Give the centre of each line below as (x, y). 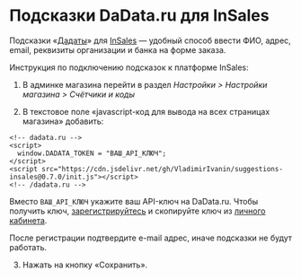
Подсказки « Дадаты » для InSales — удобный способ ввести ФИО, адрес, (150, 40)
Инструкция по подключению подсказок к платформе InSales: (129, 67)
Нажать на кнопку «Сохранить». (85, 265)
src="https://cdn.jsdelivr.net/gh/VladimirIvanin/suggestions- (162, 169)
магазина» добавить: (63, 121)
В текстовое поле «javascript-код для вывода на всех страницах (146, 111)
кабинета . (28, 220)
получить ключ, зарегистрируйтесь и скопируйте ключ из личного (137, 211)
